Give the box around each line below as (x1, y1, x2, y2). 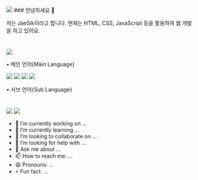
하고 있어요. (12, 27, 40, 34)
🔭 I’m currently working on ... (14, 120, 87, 127)
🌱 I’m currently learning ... (14, 126, 80, 133)
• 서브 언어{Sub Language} (6, 86, 72, 93)
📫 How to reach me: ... (14, 152, 73, 159)
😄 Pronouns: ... (14, 161, 54, 169)
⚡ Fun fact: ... (14, 168, 48, 175)
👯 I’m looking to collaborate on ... (14, 133, 97, 140)
